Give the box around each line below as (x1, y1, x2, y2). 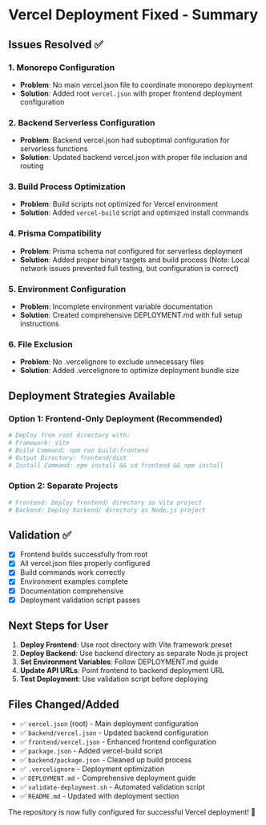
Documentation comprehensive (19, 585, 124, 596)
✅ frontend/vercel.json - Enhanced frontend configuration (19, 737, 217, 747)
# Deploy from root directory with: (8, 432, 131, 440)
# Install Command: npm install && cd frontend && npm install (8, 461, 224, 470)
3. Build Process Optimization (8, 181, 126, 192)
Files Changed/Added (8, 697, 119, 711)
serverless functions (19, 144, 88, 154)
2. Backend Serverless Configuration (8, 117, 155, 128)
